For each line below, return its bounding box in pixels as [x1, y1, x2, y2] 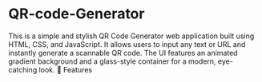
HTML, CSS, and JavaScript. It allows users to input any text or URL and [8, 39, 246, 49]
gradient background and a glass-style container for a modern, [8, 57, 216, 66]
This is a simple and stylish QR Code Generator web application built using [8, 31, 255, 41]
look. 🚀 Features [38, 64, 93, 74]
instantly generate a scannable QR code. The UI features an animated [8, 48, 238, 57]
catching [8, 64, 38, 74]
